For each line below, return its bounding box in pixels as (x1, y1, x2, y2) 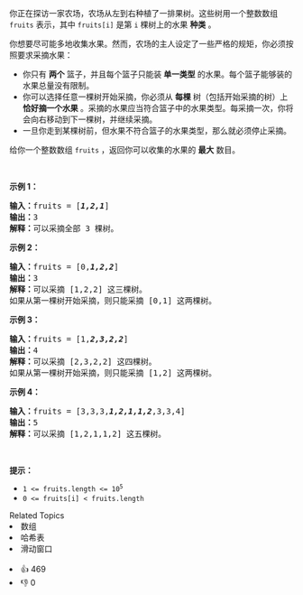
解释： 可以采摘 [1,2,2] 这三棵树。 (9, 284, 147, 294)
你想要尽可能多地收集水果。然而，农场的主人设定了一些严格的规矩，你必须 (9, 39, 286, 49)
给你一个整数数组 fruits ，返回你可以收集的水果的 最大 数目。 (9, 144, 241, 155)
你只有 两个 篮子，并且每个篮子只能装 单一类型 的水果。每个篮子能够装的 (22, 69, 293, 79)
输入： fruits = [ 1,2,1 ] (9, 201, 110, 210)
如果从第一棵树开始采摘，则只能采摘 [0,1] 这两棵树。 (9, 296, 216, 305)
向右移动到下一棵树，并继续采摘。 (30, 114, 158, 125)
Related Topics (9, 510, 65, 521)
